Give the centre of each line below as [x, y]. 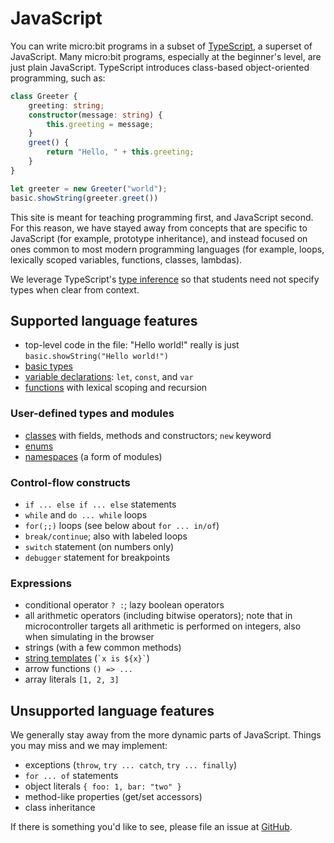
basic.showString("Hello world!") [96, 357]
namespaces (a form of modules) [93, 456]
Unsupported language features [112, 710]
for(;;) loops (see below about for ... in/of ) [122, 525]
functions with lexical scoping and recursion [116, 388]
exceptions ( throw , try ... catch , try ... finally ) [131, 765]
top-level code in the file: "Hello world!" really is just [132, 345]
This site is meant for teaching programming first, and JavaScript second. [162, 217]
